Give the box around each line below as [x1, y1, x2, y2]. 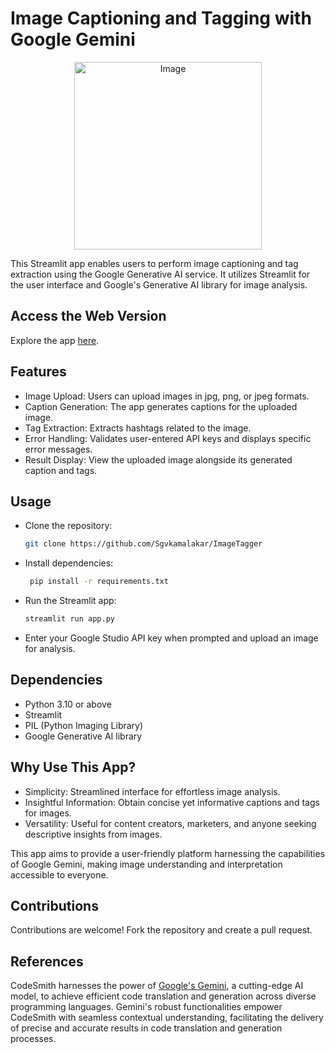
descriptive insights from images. [24, 828, 163, 840]
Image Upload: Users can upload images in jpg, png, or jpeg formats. [24, 390, 310, 402]
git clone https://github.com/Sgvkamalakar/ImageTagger [24, 539, 263, 549]
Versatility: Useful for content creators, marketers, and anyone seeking [24, 817, 317, 829]
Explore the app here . [10, 334, 100, 346]
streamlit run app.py [24, 614, 115, 624]
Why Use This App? [10, 759, 137, 776]
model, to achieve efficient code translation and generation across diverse [10, 990, 317, 1002]
